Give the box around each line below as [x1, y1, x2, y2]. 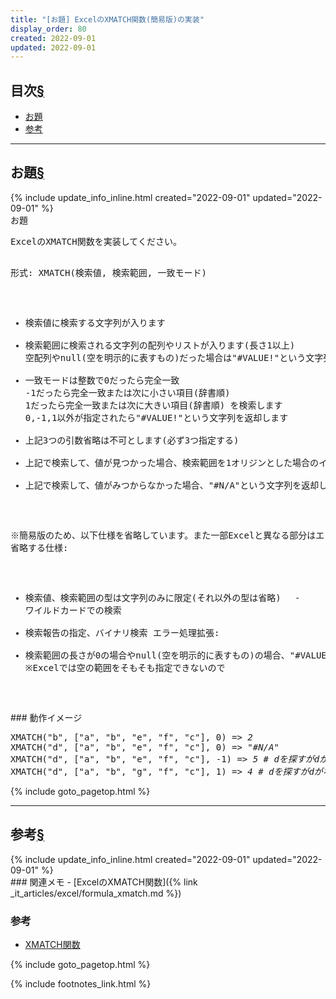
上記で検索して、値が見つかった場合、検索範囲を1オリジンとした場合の [24, 457, 320, 468]
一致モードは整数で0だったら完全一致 [24, 374, 180, 386]
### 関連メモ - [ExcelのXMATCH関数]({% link [10, 876, 198, 888]
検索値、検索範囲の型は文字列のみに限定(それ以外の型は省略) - [24, 592, 301, 603]
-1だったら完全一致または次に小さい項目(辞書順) [24, 387, 231, 398]
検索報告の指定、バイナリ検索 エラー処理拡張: [24, 627, 220, 638]
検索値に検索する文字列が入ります [24, 317, 166, 328]
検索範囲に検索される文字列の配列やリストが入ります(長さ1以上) [24, 339, 296, 351]
